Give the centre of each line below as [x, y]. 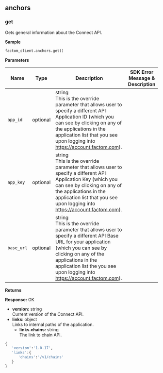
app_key [16, 182]
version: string [27, 309]
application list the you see [86, 266]
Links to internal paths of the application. [53, 324]
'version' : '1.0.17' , [32, 348]
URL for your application [83, 241]
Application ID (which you [84, 117]
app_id [15, 119]
